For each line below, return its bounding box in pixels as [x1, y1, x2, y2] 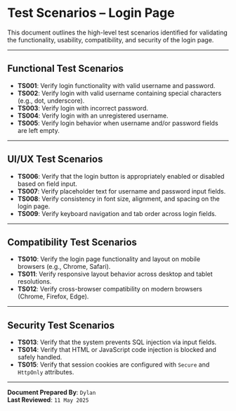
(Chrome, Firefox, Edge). [17, 292, 89, 301]
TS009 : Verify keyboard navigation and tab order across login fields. [17, 209, 217, 217]
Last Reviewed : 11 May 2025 [7, 396, 89, 404]
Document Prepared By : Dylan [7, 388, 96, 397]
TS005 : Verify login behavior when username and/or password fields [17, 118, 219, 127]
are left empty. [17, 126, 60, 134]
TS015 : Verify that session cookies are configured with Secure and [17, 360, 210, 369]
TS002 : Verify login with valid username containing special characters [17, 89, 222, 97]
